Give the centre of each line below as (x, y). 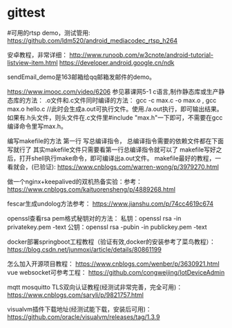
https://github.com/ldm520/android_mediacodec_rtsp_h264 (93, 40)
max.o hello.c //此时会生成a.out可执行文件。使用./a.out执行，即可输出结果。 (115, 109)
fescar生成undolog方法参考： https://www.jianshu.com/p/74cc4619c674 (110, 203)
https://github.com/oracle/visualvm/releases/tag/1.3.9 (84, 317)
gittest (26, 13)
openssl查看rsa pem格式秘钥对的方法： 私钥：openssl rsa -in (94, 218)
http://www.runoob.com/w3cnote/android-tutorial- (141, 55)
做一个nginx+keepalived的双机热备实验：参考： (75, 181)
